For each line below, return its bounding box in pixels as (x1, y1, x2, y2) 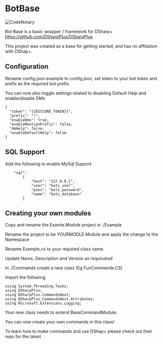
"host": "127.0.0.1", (31, 179, 76, 183)
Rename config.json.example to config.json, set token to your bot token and (5, 75, 158, 81)
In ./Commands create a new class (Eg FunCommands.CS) (5, 265, 123, 271)
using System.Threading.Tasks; (5, 284, 69, 289)
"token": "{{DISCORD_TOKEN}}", (9, 109, 73, 114)
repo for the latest (5, 334, 41, 340)
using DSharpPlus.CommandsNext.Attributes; (5, 297, 95, 302)
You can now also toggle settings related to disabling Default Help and (5, 90, 146, 96)
